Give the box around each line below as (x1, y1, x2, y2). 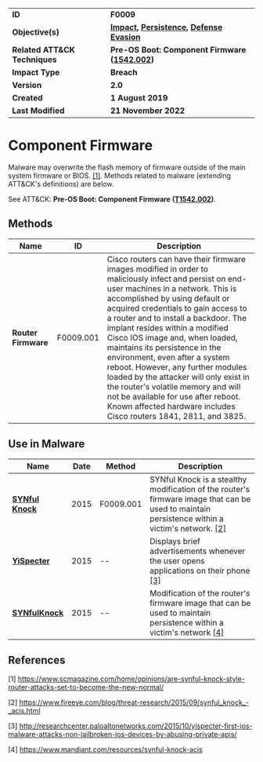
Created (12, 93, 43, 103)
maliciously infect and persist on (106, 273, 226, 284)
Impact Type (12, 67, 60, 78)
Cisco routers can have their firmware (106, 253, 247, 264)
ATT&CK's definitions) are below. (8, 179, 115, 188)
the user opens (150, 555, 205, 566)
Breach (110, 67, 138, 78)
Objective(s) (12, 27, 60, 38)
